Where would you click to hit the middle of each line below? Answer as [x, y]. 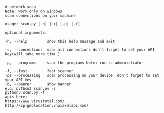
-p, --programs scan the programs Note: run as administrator [74, 63]
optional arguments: [26, 33]
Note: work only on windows [34, 11]
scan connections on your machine [41, 16]
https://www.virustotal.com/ [35, 101]
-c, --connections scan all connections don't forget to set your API [80, 50]
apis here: [16, 97]
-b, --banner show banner [38, 84]
